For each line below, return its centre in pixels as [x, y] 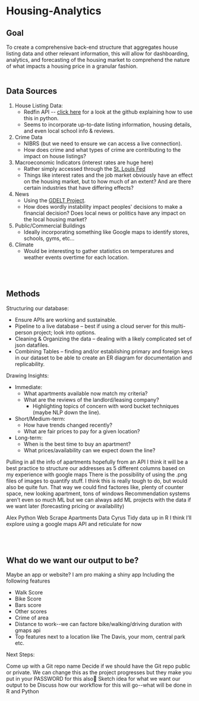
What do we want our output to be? [72, 561]
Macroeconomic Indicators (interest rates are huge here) [84, 162]
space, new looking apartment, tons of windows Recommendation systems [98, 493]
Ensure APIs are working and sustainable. [66, 320]
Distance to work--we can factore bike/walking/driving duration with [98, 624]
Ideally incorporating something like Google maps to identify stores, [106, 232]
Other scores [31, 612]
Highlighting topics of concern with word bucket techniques [106, 406]
